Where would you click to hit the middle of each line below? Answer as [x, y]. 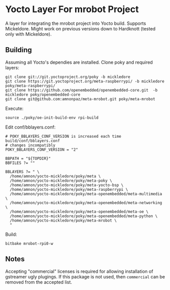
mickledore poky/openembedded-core [43, 95]
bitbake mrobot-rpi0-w [29, 243]
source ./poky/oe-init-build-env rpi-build [52, 117]
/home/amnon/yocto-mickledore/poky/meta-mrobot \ [63, 220]
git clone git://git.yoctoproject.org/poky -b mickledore [68, 77]
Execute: [14, 108]
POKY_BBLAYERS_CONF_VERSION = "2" [42, 150]
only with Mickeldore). [28, 34]
